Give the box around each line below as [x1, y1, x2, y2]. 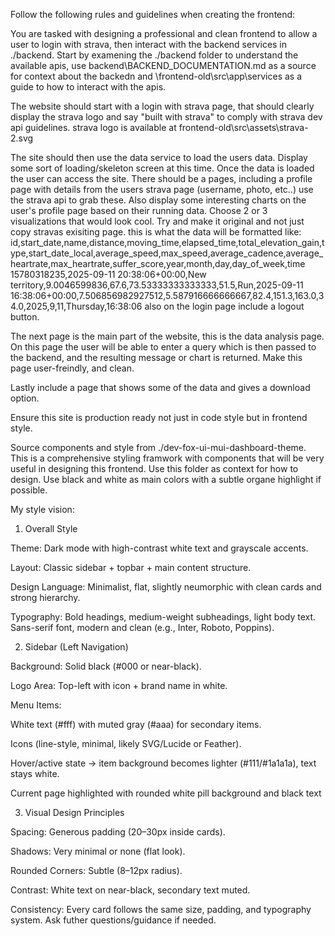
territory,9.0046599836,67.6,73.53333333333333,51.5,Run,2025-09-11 [10, 279, 304, 291]
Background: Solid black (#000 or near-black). [10, 660, 202, 672]
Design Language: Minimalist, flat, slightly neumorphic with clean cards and [10, 581, 322, 593]
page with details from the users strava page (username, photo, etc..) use [10, 184, 314, 195]
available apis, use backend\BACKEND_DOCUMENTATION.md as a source [10, 60, 317, 71]
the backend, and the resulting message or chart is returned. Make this [10, 352, 303, 363]
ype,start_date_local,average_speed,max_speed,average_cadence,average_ [10, 247, 324, 259]
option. [10, 392, 40, 404]
